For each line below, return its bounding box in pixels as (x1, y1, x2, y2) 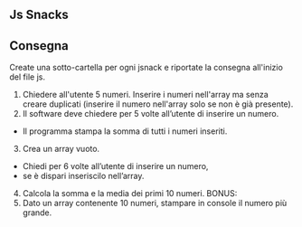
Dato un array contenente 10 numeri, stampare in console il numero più (22, 198, 288, 209)
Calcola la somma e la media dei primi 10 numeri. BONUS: (22, 188, 238, 199)
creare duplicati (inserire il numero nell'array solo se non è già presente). (22, 99, 294, 109)
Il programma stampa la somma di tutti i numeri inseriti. (22, 126, 228, 137)
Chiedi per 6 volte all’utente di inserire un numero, (22, 161, 209, 172)
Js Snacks (9, 7, 70, 23)
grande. (22, 207, 52, 218)
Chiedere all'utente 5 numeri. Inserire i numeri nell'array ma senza (22, 90, 269, 100)
